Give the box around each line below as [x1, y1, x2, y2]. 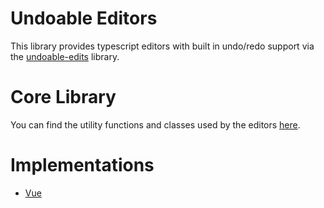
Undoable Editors [10, 7, 158, 30]
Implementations [10, 154, 155, 177]
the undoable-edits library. [10, 50, 120, 62]
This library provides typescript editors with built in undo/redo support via [10, 40, 315, 52]
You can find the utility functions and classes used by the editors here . [10, 118, 301, 131]
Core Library [10, 86, 117, 109]
